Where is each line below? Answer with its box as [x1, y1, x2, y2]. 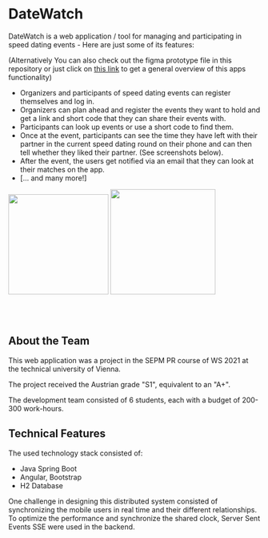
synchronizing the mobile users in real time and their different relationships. [8, 504, 258, 514]
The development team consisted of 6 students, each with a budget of [8, 394, 241, 405]
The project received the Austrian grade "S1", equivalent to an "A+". [8, 379, 230, 389]
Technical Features [8, 427, 106, 441]
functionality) [8, 72, 52, 82]
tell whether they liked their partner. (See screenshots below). [19, 148, 224, 157]
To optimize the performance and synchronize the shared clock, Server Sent [8, 513, 261, 523]
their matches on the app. [19, 164, 106, 174]
